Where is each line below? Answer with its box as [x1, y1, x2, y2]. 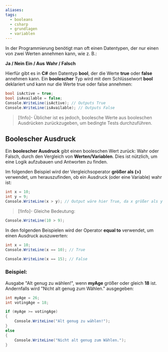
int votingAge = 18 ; [5, 300, 49, 305]
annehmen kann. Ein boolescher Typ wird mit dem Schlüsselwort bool [5, 76, 153, 82]
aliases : [5, 7, 24, 13]
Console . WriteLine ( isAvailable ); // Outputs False [5, 105, 115, 110]
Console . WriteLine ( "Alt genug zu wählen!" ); [14, 319, 110, 324]
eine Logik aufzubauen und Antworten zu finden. [5, 159, 108, 165]
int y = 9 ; [5, 194, 29, 199]
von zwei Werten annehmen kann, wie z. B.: [5, 50, 97, 57]
